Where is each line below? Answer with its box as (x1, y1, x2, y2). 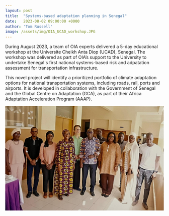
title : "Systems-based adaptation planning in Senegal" (5, 13, 127, 19)
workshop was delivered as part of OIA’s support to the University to (5, 54, 147, 60)
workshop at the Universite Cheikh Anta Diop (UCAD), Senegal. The (5, 49, 146, 55)
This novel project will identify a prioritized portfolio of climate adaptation (5, 75, 157, 81)
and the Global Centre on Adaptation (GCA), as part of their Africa (5, 91, 142, 97)
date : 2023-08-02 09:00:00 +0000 (5, 19, 80, 24)
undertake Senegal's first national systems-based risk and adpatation (5, 60, 149, 66)
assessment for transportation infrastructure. (5, 65, 99, 71)
